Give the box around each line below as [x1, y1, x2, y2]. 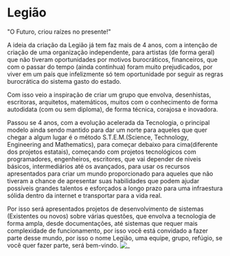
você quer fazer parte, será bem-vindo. [7, 241, 119, 249]
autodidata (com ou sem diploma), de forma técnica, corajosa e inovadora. [7, 105, 218, 113]
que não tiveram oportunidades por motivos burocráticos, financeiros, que [7, 55, 218, 63]
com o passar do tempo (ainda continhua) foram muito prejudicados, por [7, 62, 213, 71]
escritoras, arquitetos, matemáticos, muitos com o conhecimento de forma [7, 97, 218, 106]
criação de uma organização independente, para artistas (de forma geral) [7, 48, 215, 56]
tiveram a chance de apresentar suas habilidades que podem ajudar [7, 176, 200, 185]
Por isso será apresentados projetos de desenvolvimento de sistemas [7, 205, 204, 213]
